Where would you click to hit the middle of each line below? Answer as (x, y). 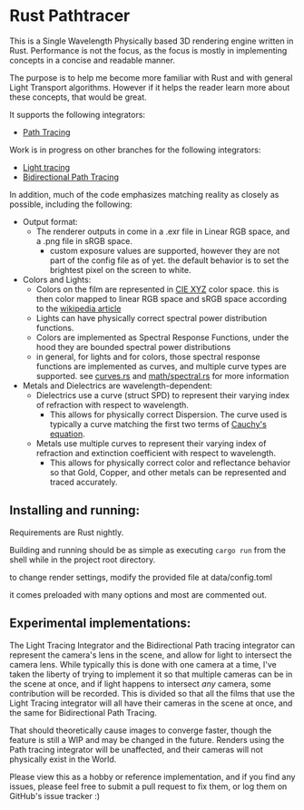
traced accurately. (83, 482)
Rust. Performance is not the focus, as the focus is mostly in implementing (148, 50)
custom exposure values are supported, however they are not (165, 250)
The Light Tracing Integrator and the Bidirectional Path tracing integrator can (152, 645)
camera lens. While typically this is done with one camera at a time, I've (143, 664)
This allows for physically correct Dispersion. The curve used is (168, 415)
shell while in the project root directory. (83, 560)
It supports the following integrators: (78, 114)
